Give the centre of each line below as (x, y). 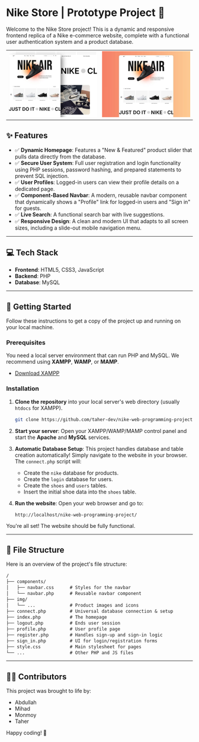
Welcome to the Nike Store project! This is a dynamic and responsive (90, 29)
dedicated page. (35, 189)
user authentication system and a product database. (70, 42)
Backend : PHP (33, 276)
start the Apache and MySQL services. (62, 437)
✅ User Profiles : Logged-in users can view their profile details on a (97, 182)
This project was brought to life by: (49, 691)
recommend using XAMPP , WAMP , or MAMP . (63, 362)
